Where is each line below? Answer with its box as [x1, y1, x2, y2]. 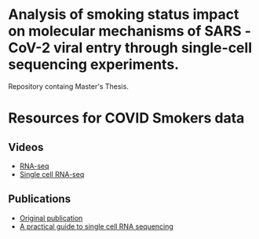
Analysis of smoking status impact [8, 6, 239, 24]
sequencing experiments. [8, 56, 179, 74]
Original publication [19, 213, 83, 222]
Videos [8, 140, 44, 154]
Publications [8, 193, 71, 206]
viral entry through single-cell [53, 39, 253, 57]
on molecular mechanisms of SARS [8, 22, 242, 40]
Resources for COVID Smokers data [8, 109, 245, 127]
